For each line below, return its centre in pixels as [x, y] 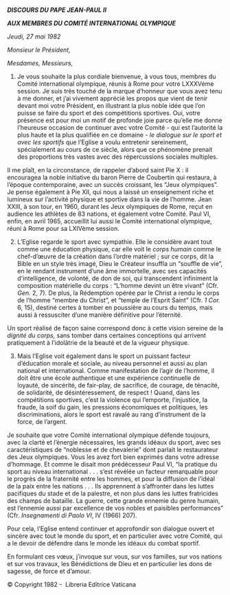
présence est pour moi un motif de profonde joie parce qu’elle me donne [119, 120]
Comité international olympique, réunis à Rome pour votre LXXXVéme [115, 84]
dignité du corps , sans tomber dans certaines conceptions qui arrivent [106, 335]
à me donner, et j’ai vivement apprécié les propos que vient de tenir [112, 98]
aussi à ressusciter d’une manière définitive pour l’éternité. [100, 315]
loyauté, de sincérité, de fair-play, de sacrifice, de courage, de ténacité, [118, 385]
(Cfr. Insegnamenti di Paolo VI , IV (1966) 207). [72, 515]
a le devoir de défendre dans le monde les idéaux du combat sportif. [104, 543]
